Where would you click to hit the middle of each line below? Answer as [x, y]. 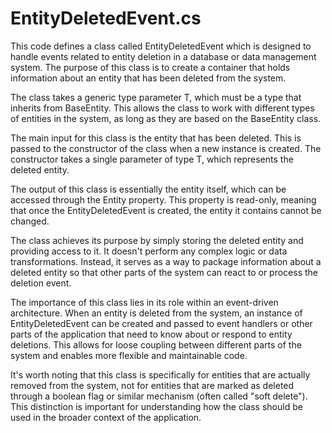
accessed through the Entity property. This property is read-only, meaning [163, 199]
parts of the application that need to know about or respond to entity [151, 334]
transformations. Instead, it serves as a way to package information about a [166, 261]
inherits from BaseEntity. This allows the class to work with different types [162, 108]
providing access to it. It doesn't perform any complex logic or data [149, 251]
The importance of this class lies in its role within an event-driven [144, 302]
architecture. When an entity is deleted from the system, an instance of [156, 313]
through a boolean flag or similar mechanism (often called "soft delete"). [159, 396]
